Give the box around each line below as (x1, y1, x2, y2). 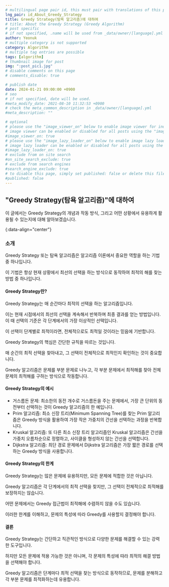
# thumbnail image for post (5, 59, 64, 64)
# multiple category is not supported (5, 40, 87, 45)
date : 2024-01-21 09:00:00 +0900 (5, 87, 75, 92)
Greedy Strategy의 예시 (5, 386, 54, 392)
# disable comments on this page (5, 69, 75, 74)
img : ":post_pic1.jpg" (5, 64, 53, 69)
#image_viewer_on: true (5, 133, 55, 139)
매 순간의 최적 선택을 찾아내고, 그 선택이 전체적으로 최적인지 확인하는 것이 (5, 349, 149, 356)
